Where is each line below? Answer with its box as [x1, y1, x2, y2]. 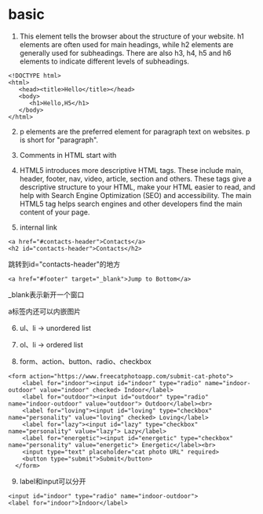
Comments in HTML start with [19, 150, 117, 160]
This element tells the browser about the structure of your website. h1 [19, 31, 245, 41]
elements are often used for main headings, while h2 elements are [19, 39, 234, 49]
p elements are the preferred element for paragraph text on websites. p [19, 127, 250, 136]
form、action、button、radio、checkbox [19, 356, 152, 366]
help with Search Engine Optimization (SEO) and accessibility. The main [19, 190, 252, 200]
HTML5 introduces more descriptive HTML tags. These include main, [19, 165, 243, 174]
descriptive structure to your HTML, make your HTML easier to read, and [19, 182, 256, 192]
